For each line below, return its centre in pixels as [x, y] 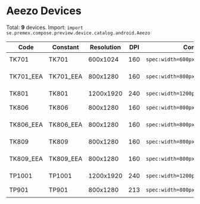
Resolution [105, 47]
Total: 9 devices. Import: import [45, 27]
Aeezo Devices [44, 11]
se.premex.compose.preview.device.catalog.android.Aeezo [78, 33]
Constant [65, 47]
